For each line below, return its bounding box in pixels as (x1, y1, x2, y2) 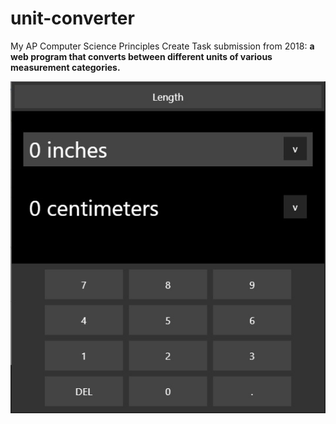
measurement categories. (10, 61, 121, 73)
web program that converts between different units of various (10, 50, 273, 62)
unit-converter (10, 7, 135, 30)
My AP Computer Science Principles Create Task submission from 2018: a (10, 40, 315, 52)
